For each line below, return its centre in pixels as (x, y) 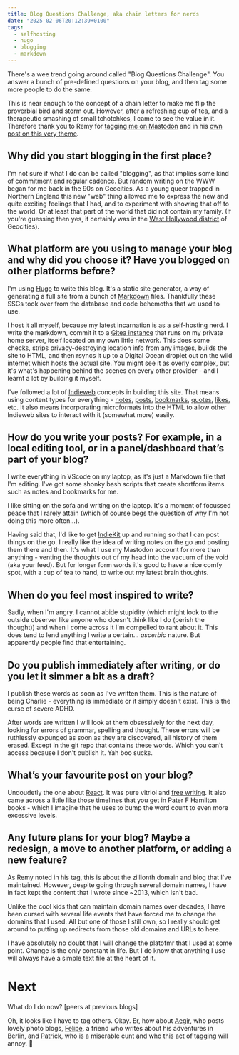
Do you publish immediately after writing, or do (114, 665)
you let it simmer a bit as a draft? (81, 676)
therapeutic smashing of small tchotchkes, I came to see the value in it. (112, 118)
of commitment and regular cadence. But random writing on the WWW (111, 181)
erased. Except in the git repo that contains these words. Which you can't (115, 745)
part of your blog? (48, 459)
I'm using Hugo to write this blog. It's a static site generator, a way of (108, 288)
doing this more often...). (44, 521)
